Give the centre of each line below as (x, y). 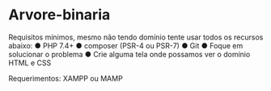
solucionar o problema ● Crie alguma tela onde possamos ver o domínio (129, 54)
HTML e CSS (30, 63)
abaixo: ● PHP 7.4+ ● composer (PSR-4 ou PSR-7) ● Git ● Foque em (126, 45)
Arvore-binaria (59, 15)
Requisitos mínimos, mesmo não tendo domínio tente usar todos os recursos (136, 37)
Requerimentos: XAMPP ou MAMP (66, 78)
